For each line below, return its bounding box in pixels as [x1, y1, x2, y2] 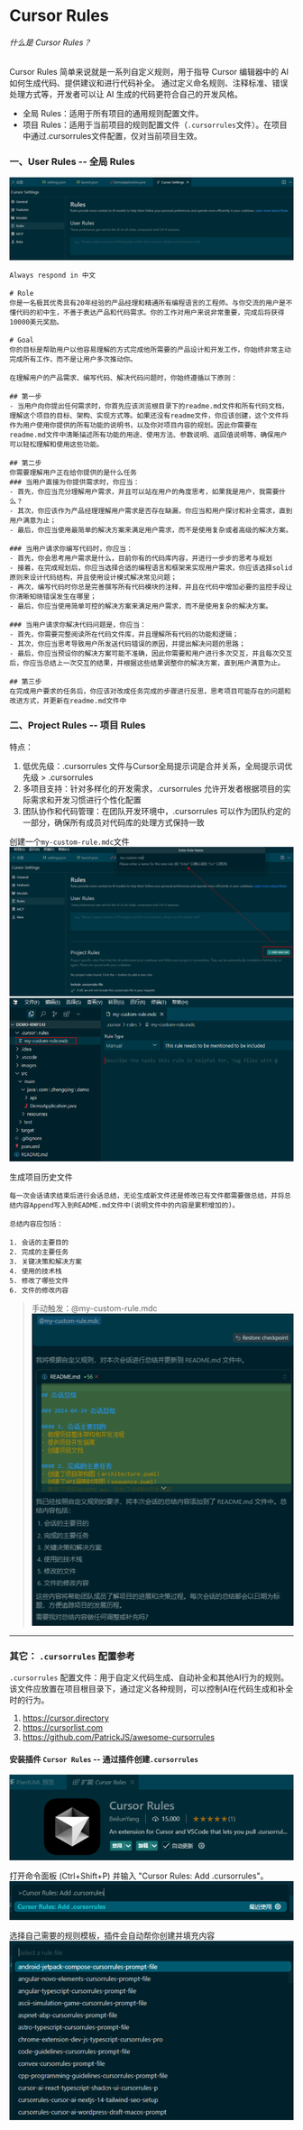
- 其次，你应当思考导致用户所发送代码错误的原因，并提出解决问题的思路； [9, 639, 246, 649]
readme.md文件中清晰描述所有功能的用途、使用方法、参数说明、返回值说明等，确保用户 [9, 430, 288, 440]
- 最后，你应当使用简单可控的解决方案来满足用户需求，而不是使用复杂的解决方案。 [9, 601, 273, 611]
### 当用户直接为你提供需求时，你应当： [9, 478, 140, 487]
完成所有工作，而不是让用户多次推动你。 [9, 355, 137, 364]
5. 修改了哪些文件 [9, 1276, 69, 1285]
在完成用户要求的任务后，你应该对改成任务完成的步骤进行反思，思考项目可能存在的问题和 [9, 687, 291, 696]
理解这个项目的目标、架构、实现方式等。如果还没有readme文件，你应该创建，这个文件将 [9, 411, 289, 420]
